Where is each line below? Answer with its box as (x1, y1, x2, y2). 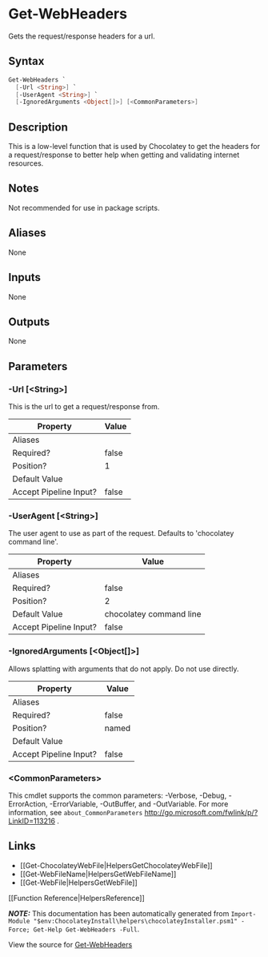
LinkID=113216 (8, 816, 56, 826)
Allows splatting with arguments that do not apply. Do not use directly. (8, 664, 239, 674)
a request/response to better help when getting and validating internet (8, 150, 240, 160)
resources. (8, 159, 44, 168)
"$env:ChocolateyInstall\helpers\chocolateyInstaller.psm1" (33, 917, 238, 925)
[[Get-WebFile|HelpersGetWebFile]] (19, 878, 138, 887)
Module (8, 917, 30, 925)
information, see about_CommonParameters (8, 807, 143, 817)
